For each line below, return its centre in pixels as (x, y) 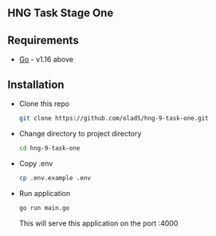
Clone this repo (44, 104)
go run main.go (44, 208)
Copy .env (36, 163)
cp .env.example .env (55, 178)
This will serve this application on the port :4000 (98, 223)
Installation (36, 84)
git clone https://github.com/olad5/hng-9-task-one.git (114, 119)
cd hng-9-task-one (49, 148)
